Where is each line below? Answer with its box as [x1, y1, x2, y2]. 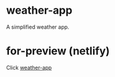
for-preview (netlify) [6, 44, 110, 58]
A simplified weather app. [6, 23, 69, 30]
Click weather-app [6, 64, 52, 71]
